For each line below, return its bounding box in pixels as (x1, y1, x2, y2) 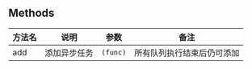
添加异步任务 (44, 47, 94, 59)
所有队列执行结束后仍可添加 (134, 47, 240, 59)
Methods (8, 6, 55, 20)
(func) (101, 47, 127, 57)
